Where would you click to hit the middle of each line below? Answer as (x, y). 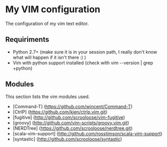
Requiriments (27, 40)
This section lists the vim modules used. (48, 96)
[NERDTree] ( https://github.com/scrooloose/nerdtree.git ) (72, 128)
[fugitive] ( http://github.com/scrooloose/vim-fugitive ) (69, 117)
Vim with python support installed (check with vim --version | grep (83, 63)
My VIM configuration (53, 9)
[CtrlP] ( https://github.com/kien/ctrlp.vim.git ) (60, 112)
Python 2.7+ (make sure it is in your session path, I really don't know (85, 52)
